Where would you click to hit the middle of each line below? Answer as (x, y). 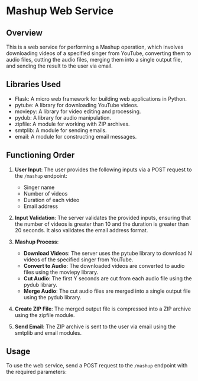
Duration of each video (51, 200)
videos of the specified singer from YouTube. (78, 260)
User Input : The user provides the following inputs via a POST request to (103, 169)
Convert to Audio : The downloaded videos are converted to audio (104, 265)
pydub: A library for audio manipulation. (63, 117)
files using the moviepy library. (61, 272)
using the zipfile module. (45, 315)
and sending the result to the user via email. (60, 66)
